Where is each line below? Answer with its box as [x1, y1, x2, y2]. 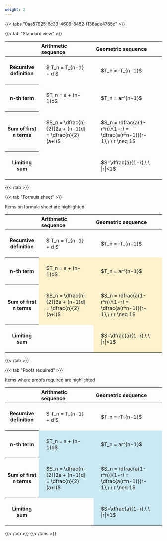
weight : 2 [5, 7, 26, 12]
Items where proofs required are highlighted [5, 377, 95, 383]
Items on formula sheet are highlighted [5, 203, 84, 210]
